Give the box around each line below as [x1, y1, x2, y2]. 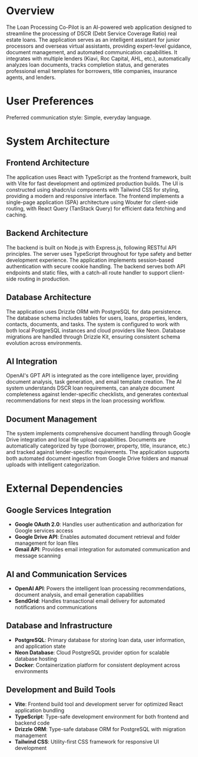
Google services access [14, 527, 74, 534]
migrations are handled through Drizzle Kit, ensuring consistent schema [6, 333, 181, 340]
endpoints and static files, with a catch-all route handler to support [6, 269, 168, 276]
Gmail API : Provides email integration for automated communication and [14, 546, 190, 553]
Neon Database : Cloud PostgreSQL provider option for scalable [14, 649, 170, 656]
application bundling [14, 706, 65, 714]
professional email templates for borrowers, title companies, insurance [6, 67, 177, 74]
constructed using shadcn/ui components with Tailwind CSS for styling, [6, 186, 180, 193]
